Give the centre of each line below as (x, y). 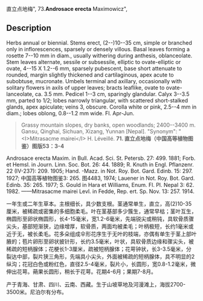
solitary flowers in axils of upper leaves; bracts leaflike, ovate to (85, 87)
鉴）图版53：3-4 (43, 146)
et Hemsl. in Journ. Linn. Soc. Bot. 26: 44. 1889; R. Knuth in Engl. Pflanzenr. (100, 164)
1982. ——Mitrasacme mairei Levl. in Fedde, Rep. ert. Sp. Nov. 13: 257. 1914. (100, 191)
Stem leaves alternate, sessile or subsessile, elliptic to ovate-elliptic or (94, 62)
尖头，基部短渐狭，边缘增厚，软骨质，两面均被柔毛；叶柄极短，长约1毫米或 (100, 226)
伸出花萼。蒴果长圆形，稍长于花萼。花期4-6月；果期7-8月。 (82, 271)
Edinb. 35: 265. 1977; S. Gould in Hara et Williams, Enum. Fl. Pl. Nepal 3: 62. (100, 185)
